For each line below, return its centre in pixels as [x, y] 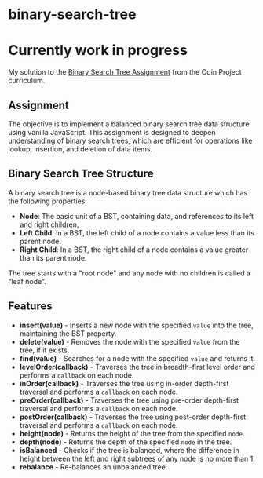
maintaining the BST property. [68, 333]
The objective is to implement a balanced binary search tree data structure [129, 124]
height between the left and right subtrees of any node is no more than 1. [137, 458]
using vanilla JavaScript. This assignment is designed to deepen [112, 132]
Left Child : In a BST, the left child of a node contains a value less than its [137, 232]
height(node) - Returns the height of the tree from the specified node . [132, 433]
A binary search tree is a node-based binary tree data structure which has [128, 192]
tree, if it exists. [44, 350]
